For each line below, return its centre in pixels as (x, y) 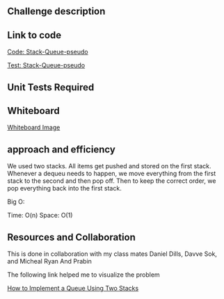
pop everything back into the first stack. (64, 188)
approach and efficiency (62, 149)
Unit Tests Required (51, 87)
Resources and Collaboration (71, 237)
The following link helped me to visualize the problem (83, 275)
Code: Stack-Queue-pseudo (48, 52)
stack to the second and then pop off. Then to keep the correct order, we (112, 181)
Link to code (34, 35)
